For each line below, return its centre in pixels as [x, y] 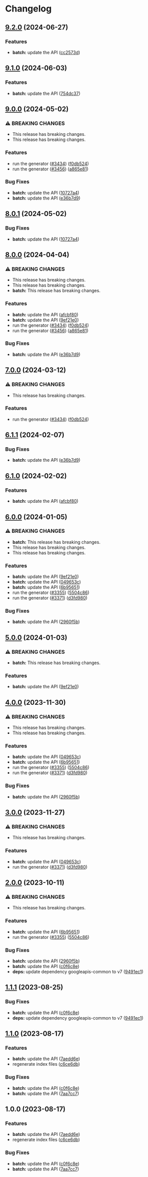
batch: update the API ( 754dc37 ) [46, 93]
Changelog [28, 9]
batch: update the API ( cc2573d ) [46, 52]
